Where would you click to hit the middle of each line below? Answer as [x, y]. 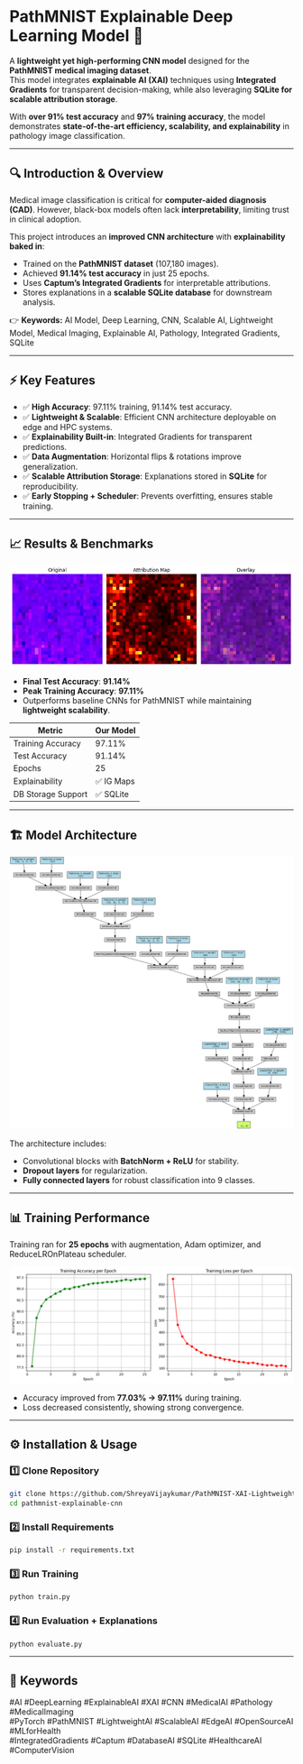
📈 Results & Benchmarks [82, 543]
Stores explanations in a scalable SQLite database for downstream [147, 292]
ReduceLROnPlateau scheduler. [68, 1254]
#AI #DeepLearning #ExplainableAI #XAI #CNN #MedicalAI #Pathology [141, 1703]
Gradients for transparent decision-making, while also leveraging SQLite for [151, 89]
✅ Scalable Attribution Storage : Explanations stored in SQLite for [145, 476]
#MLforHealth [35, 1731]
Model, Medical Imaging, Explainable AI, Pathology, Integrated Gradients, [145, 333]
